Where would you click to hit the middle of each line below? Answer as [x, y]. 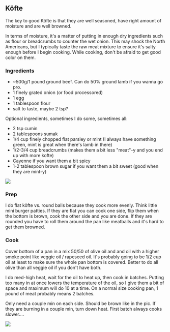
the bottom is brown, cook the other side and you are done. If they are [79, 216]
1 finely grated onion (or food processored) [58, 93]
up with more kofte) [33, 156]
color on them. [21, 57]
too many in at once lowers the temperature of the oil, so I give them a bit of [85, 283]
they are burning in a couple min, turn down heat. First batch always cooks [83, 309]
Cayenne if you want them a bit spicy [51, 161]
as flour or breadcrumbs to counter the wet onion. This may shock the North [85, 41]
